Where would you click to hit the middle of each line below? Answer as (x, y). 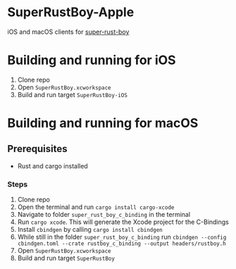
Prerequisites (37, 149)
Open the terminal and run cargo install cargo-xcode (96, 207)
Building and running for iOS (92, 60)
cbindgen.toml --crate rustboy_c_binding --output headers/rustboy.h (122, 244)
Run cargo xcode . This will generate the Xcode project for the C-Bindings (123, 222)
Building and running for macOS (103, 123)
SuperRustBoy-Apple (71, 12)
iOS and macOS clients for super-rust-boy (68, 32)
